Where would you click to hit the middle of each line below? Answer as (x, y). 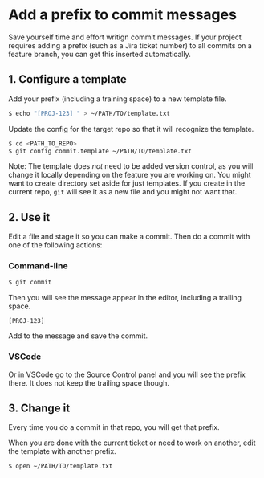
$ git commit (30, 283)
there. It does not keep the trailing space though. (89, 382)
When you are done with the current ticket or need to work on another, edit (132, 443)
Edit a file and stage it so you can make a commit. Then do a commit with (129, 237)
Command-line (38, 266)
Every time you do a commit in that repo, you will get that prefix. (114, 427)
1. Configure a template (67, 79)
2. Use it (29, 217)
